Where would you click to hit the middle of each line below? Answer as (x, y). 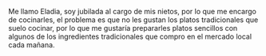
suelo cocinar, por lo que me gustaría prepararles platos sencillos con (123, 28)
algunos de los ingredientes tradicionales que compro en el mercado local (130, 36)
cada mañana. (32, 45)
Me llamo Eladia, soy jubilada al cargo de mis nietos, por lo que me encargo (133, 11)
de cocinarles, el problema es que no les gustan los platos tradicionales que (133, 20)
